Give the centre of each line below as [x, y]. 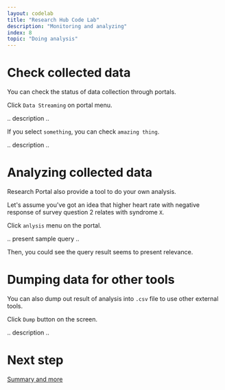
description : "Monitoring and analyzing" [67, 26]
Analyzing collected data [80, 173]
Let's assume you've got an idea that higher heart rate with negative [104, 205]
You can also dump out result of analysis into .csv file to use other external [113, 298]
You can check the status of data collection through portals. [92, 92]
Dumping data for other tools [91, 280]
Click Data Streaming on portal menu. [60, 105]
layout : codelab [30, 13]
